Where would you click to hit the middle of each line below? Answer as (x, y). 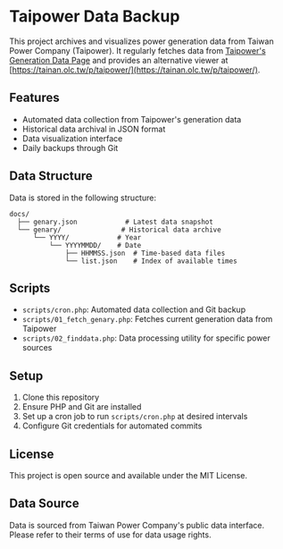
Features (34, 98)
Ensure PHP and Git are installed (82, 407)
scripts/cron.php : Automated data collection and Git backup (134, 309)
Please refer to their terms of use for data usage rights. (110, 535)
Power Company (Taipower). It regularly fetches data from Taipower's (137, 50)
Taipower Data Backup (95, 17)
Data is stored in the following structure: (83, 198)
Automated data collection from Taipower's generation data (132, 119)
